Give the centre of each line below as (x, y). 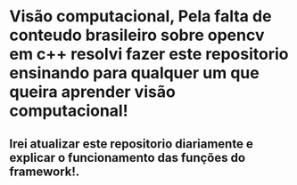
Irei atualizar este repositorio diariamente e (132, 144)
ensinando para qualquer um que (135, 73)
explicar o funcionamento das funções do (128, 157)
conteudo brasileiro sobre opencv (137, 35)
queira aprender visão (92, 92)
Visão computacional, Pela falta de (140, 16)
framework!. (45, 171)
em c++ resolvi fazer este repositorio (149, 54)
